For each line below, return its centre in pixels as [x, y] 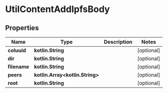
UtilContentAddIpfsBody [58, 9]
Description [118, 42]
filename [19, 67]
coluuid [17, 50]
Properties [22, 28]
